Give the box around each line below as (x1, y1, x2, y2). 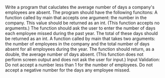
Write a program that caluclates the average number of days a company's (5, 4, 155, 10)
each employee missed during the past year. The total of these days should (5, 31, 158, 36)
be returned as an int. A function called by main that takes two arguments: (5, 36, 156, 41)
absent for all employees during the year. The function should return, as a (5, 46, 154, 52)
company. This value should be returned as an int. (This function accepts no (5, 20, 160, 26)
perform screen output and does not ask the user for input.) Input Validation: (5, 57, 160, 62)
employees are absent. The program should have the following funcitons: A (5, 9, 158, 15)
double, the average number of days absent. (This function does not (5, 51, 144, 57)
